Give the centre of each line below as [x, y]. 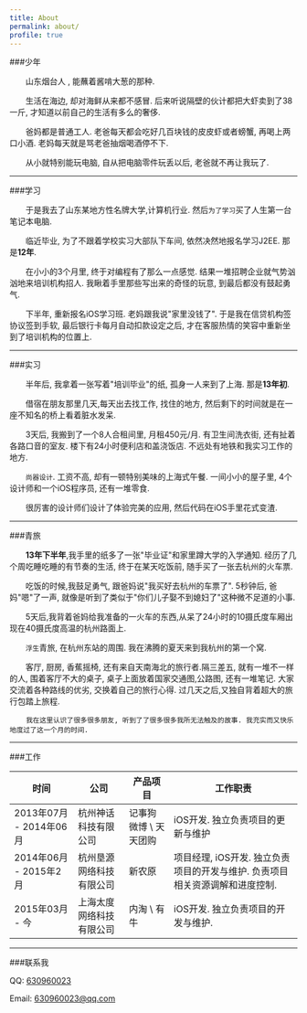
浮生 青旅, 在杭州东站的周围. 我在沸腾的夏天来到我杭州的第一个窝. [146, 648]
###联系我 [29, 963]
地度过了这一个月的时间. [49, 730]
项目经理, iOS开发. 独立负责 [232, 858]
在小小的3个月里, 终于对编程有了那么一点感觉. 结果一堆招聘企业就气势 [156, 272]
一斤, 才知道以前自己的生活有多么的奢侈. [85, 112]
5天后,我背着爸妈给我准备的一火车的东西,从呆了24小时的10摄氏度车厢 [155, 617]
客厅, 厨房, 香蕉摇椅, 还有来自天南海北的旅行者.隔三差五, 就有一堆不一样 [159, 667]
